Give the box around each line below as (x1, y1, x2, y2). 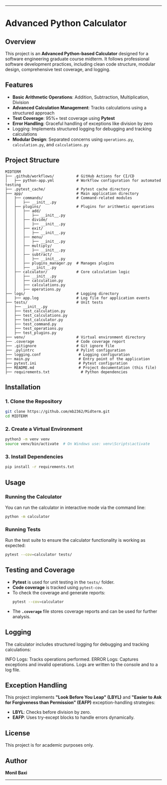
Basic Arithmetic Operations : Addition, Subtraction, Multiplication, (12, 94, 149, 100)
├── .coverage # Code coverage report (5, 339, 126, 344)
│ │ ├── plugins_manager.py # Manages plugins (5, 261, 114, 266)
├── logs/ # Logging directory (5, 291, 119, 296)
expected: (5, 543, 26, 549)
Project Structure (5, 156, 60, 165)
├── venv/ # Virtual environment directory (5, 334, 146, 340)
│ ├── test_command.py (5, 321, 57, 326)
